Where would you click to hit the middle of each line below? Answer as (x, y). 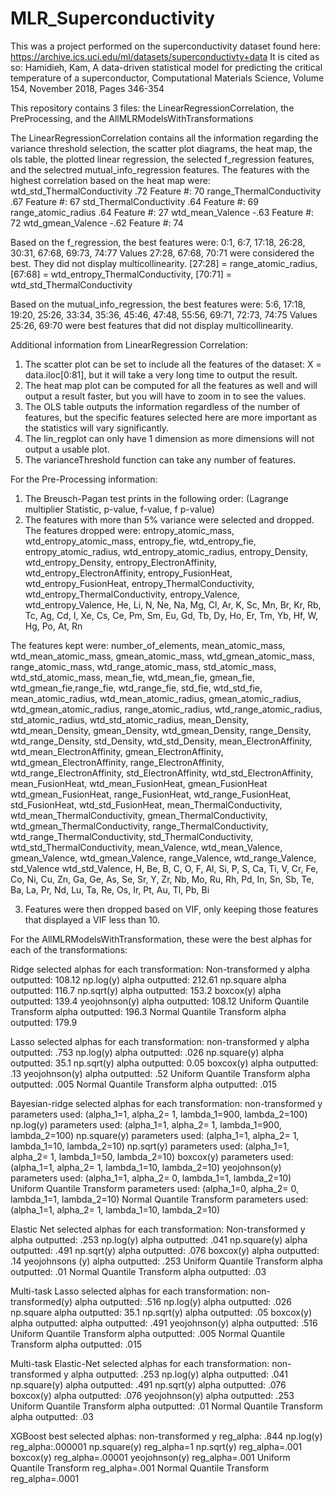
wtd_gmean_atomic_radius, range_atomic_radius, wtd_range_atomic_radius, (166, 709)
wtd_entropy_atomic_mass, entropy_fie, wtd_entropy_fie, (140, 541)
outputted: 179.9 (44, 1022)
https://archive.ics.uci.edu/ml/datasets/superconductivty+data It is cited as (165, 56)
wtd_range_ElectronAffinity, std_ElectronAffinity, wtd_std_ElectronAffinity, (162, 773)
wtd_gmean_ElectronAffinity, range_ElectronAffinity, (117, 762)
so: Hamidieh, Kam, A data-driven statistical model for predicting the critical (166, 67)
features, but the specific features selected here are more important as (171, 417)
